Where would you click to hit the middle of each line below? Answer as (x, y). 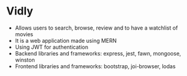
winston (25, 60)
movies (24, 34)
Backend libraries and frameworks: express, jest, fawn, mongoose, (98, 53)
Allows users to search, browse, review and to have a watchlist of (96, 28)
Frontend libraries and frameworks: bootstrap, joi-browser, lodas (95, 66)
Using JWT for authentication (52, 47)
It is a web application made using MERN (66, 40)
